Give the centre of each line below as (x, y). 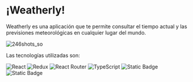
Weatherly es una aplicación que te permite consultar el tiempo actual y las (96, 26)
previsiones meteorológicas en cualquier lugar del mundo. (76, 32)
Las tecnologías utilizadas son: (43, 55)
